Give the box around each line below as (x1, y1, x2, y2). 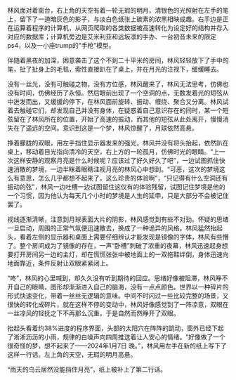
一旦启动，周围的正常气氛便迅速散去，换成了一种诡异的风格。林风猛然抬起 (7, 224, 223, 232)
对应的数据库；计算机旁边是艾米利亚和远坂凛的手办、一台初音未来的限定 (7, 32, 216, 41)
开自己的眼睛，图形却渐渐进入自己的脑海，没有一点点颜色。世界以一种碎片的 (7, 283, 229, 291)
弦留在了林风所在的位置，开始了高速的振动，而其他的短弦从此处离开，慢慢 (7, 115, 223, 123)
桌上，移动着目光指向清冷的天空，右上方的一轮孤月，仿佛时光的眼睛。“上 (7, 148, 220, 156)
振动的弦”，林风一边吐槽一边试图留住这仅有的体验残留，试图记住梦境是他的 (7, 183, 226, 191)
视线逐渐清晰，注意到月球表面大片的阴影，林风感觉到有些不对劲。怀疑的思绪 (7, 215, 229, 223)
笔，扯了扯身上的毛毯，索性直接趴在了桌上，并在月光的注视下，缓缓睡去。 (7, 65, 223, 73)
